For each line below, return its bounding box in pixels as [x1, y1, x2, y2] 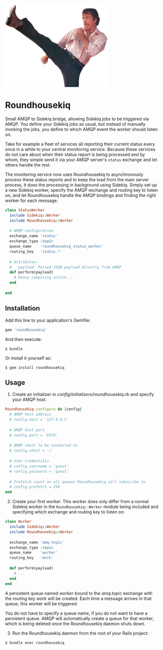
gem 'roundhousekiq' [5, 327, 47, 332]
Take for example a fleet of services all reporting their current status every [5, 141, 155, 147]
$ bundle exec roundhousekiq [5, 640, 65, 645]
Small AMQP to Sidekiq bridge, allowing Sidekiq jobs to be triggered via [5, 115, 149, 122]
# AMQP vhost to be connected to [9, 443, 78, 448]
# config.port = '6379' [9, 432, 58, 438]
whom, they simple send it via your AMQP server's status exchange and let [5, 157, 158, 163]
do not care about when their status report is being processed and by [5, 151, 145, 157]
